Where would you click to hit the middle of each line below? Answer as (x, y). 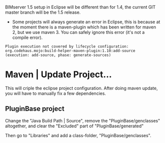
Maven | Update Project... (59, 74)
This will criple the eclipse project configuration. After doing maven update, (82, 88)
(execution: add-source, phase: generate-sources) (58, 55)
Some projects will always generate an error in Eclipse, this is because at (86, 22)
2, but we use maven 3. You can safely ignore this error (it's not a (78, 32)
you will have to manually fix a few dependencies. (56, 93)
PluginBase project (35, 109)
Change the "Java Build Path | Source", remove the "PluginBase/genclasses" (83, 120)
